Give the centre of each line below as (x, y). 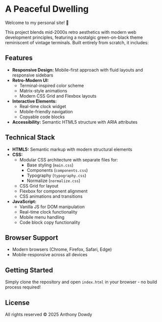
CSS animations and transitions (51, 196)
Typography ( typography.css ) (57, 175)
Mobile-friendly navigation (46, 111)
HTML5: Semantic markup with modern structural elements (72, 149)
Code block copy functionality (50, 222)
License (17, 303)
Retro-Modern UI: (30, 80)
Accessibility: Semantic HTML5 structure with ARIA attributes (75, 122)
